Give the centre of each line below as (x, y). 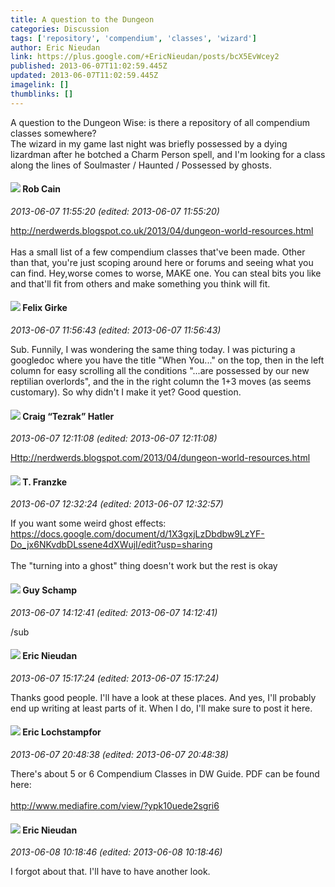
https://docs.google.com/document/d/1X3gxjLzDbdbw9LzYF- (137, 534)
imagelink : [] (40, 85)
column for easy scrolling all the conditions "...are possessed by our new (160, 371)
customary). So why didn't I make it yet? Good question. (126, 392)
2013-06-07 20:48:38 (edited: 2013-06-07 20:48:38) (119, 755)
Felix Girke (45, 308)
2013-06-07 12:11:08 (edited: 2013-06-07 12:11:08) (114, 438)
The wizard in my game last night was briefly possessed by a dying (149, 143)
